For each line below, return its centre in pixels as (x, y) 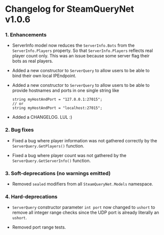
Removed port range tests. (39, 227)
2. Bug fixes (20, 130)
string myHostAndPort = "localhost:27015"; (57, 108)
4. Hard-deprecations (31, 196)
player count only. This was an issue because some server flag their (81, 56)
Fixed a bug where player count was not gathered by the (69, 155)
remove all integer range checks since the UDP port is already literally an (85, 212)
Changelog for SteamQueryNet (70, 9)
